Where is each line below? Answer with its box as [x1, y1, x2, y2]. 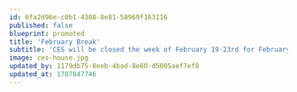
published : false [9, 21, 73, 30]
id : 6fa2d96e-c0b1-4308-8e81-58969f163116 [9, 12, 168, 22]
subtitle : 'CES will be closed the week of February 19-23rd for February [9, 46, 291, 54]
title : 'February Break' [9, 37, 101, 46]
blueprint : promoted [9, 29, 86, 38]
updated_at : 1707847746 [9, 70, 97, 79]
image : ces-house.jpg [9, 53, 89, 62]
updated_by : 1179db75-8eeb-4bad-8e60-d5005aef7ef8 [9, 62, 200, 71]
